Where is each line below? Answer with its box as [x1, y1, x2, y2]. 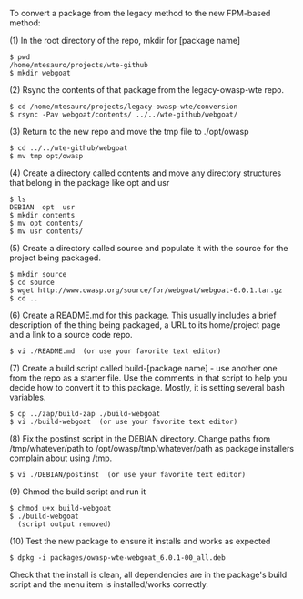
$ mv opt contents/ [9, 218, 84, 228]
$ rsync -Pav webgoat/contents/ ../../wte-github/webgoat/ [9, 110, 238, 119]
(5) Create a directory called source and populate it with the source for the [9, 243, 288, 253]
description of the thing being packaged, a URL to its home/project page [9, 320, 281, 330]
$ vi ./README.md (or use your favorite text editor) [9, 347, 222, 356]
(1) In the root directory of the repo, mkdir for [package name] [9, 36, 241, 46]
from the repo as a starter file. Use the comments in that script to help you [9, 372, 288, 383]
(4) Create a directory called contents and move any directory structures [9, 168, 282, 178]
